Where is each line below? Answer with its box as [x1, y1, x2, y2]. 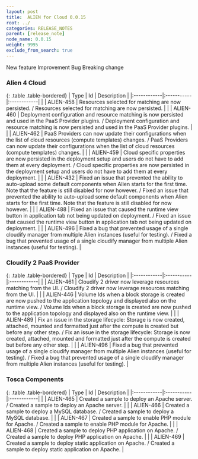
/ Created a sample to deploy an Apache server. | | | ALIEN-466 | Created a [6, 401, 190, 408]
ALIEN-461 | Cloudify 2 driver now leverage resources [47, 278, 180, 285]
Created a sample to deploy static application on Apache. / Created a [6, 439, 175, 447]
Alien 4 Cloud [6, 78, 46, 87]
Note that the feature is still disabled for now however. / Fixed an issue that [6, 187, 189, 194]
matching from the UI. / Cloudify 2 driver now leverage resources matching [6, 285, 190, 292]
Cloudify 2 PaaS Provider [6, 258, 80, 266]
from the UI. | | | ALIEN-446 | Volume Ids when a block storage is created [6, 291, 185, 298]
